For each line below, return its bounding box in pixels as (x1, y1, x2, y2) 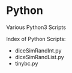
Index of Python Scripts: (6, 35, 66, 42)
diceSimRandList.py (14, 53, 64, 60)
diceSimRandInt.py (14, 46, 62, 54)
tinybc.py (14, 60, 38, 67)
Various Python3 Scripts (6, 24, 66, 31)
